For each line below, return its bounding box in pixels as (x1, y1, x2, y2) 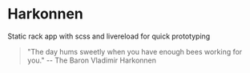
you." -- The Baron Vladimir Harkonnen (26, 55, 157, 65)
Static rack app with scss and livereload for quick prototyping (7, 31, 211, 41)
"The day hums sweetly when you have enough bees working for (26, 47, 243, 56)
